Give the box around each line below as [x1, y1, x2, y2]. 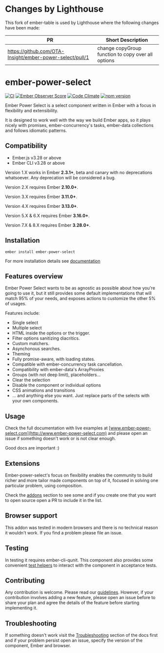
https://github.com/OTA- [7, 48, 65, 54]
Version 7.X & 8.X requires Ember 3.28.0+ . [5, 222, 91, 228]
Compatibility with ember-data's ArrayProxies [12, 367, 104, 373]
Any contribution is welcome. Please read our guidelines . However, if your [5, 589, 154, 595]
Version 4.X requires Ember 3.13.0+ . [5, 203, 78, 209]
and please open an [108, 430, 148, 436]
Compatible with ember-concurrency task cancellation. [12, 361, 123, 367]
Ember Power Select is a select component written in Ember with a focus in [5, 102, 156, 108]
